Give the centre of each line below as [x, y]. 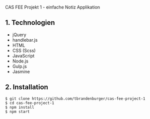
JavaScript [23, 56]
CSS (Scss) [24, 50]
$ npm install [20, 107]
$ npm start [17, 112]
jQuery [19, 35]
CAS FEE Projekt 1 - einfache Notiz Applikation [53, 7]
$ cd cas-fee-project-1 [30, 103]
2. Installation [27, 87]
